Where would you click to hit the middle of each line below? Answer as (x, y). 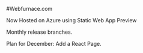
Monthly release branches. (39, 32)
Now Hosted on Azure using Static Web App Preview (71, 20)
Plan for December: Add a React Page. (54, 44)
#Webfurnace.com (29, 9)
